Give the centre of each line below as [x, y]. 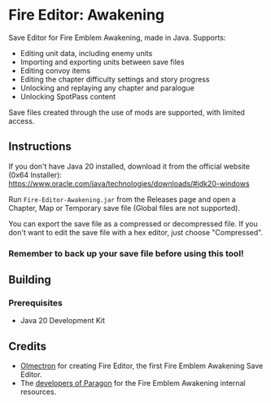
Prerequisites [35, 303]
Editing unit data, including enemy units [86, 53]
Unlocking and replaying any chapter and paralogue [107, 88]
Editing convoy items [55, 70]
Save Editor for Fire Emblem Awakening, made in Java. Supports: [117, 37]
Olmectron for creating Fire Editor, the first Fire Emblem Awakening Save [142, 366]
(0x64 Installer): [35, 175]
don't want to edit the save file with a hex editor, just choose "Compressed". [135, 232]
